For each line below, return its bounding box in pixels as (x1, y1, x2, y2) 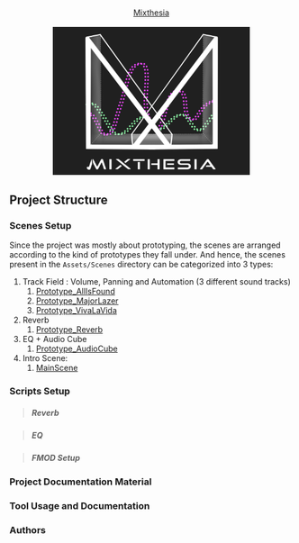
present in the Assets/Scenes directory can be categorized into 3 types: (9, 259, 274, 270)
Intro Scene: (22, 353, 68, 364)
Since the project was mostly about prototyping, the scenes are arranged (9, 240, 281, 250)
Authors (9, 523, 47, 536)
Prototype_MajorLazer (35, 295, 119, 306)
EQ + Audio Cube (22, 334, 87, 345)
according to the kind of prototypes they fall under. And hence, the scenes (9, 249, 286, 260)
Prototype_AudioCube (35, 343, 119, 354)
